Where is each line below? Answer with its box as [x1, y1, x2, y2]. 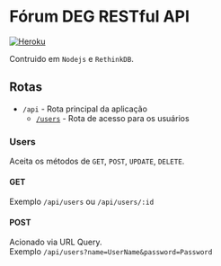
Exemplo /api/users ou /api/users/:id [9, 196, 155, 208]
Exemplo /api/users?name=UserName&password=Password [9, 246, 213, 257]
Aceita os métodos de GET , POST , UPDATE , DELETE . [9, 155, 185, 167]
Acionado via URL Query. [9, 236, 102, 248]
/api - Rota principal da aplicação [22, 103, 148, 114]
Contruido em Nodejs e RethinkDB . [9, 53, 135, 64]
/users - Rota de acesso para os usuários [35, 112, 190, 123]
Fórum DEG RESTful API [9, 6, 190, 27]
